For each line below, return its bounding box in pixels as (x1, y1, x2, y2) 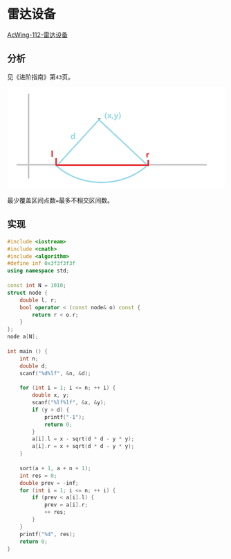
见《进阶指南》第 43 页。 (7, 72, 75, 80)
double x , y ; (32, 392, 70, 399)
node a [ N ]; (7, 334, 39, 341)
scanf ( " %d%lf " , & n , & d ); (19, 370, 91, 377)
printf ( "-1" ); (44, 413, 85, 420)
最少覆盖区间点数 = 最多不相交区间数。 (7, 196, 114, 205)
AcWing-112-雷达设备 (7, 31, 68, 39)
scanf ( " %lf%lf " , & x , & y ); (32, 399, 107, 406)
